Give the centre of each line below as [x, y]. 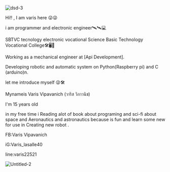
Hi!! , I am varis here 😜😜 [31, 18]
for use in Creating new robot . [37, 125]
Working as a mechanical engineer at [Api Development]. [65, 57]
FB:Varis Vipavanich [26, 135]
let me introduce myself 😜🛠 [35, 82]
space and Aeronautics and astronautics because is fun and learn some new [85, 119]
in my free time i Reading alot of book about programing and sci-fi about [81, 114]
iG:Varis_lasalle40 [24, 144]
